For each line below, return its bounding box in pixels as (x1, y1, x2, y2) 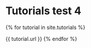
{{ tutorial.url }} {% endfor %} (5, 35, 77, 42)
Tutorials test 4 (5, 4, 82, 18)
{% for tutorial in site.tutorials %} (5, 24, 86, 31)
